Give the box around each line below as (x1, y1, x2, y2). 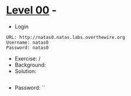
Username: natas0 (6, 39, 49, 45)
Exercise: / (14, 55, 41, 62)
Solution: (14, 67, 37, 74)
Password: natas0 (6, 45, 49, 51)
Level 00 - (6, 4, 57, 17)
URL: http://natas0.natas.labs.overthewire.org (6, 34, 126, 40)
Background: (14, 61, 46, 68)
